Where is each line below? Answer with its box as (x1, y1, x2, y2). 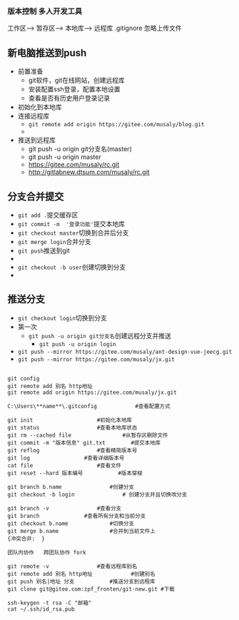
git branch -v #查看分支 (7, 505, 122, 512)
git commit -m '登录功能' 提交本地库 (17, 219, 126, 228)
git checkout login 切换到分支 (17, 313, 107, 322)
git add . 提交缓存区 (17, 210, 78, 219)
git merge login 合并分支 (17, 237, 91, 245)
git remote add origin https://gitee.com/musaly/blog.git (28, 121, 205, 128)
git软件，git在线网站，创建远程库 (28, 76, 125, 85)
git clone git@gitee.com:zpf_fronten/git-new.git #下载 (7, 586, 175, 593)
